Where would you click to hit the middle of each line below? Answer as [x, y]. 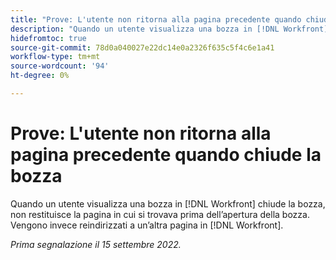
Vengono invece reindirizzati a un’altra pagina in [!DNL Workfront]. [147, 225]
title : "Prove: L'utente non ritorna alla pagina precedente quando [156, 19]
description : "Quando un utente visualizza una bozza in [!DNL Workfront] [169, 29]
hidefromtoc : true [48, 38]
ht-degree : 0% [40, 76]
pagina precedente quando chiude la [166, 155]
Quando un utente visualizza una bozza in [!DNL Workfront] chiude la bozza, [168, 203]
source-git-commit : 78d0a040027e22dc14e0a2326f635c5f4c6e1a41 [142, 47]
